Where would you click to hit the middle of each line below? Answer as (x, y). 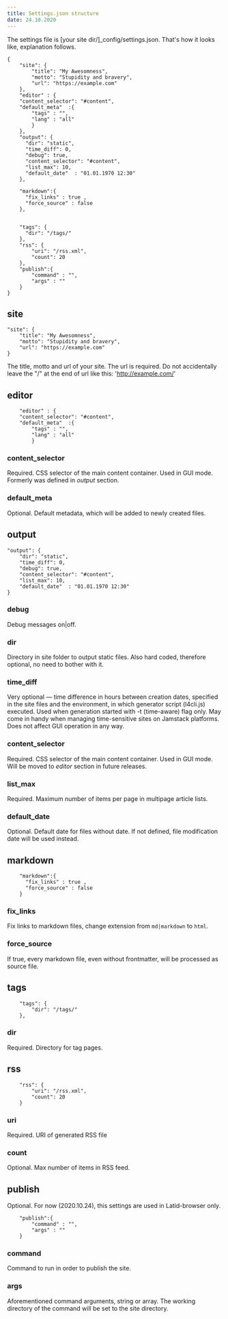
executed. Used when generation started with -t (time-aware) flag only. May (114, 712)
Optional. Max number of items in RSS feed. (69, 1168)
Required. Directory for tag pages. (55, 1047)
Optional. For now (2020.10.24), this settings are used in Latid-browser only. (114, 1206)
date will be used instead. (43, 839)
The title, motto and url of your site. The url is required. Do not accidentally (112, 367)
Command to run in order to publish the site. (69, 1268)
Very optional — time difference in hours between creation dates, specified (113, 697)
